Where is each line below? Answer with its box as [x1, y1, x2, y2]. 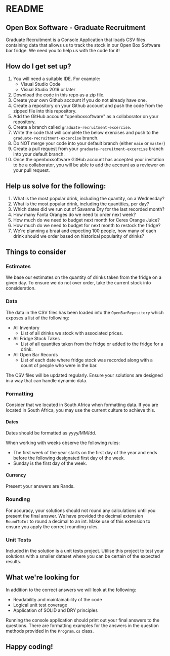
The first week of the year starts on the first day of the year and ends [13, 450, 157, 456]
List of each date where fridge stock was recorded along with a [20, 357, 153, 363]
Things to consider [6, 248, 67, 257]
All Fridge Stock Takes [13, 335, 60, 341]
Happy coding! [6, 642, 54, 651]
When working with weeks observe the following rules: [6, 440, 120, 446]
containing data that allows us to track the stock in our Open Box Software [6, 42, 161, 48]
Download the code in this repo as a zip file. [13, 92, 105, 98]
